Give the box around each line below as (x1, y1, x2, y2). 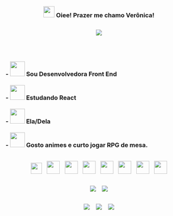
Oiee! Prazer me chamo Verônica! (56, 11, 155, 19)
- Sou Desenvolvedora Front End (5, 70, 117, 78)
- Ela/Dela (5, 117, 51, 125)
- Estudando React (5, 94, 76, 102)
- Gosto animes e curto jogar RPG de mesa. (5, 141, 148, 149)
